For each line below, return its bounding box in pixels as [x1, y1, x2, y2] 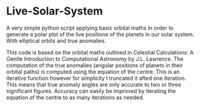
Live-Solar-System [6, 4, 103, 18]
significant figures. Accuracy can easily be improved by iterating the [6, 87, 176, 94]
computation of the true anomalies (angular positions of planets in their [6, 62, 183, 69]
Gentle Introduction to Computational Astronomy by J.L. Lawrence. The [6, 55, 184, 62]
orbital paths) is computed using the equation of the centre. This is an [6, 68, 180, 75]
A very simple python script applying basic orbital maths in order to [6, 24, 174, 31]
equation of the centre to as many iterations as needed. [6, 94, 144, 101]
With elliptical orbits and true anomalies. [6, 37, 106, 44]
